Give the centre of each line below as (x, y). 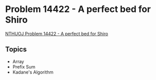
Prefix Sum (24, 66)
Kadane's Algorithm (33, 72)
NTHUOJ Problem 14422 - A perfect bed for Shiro (57, 33)
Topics (16, 49)
